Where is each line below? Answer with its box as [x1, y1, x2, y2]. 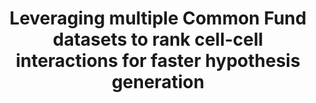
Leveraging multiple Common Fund [9, 7, 307, 30]
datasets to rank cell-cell [52, 28, 264, 51]
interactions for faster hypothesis [15, 50, 301, 72]
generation [111, 71, 205, 94]
